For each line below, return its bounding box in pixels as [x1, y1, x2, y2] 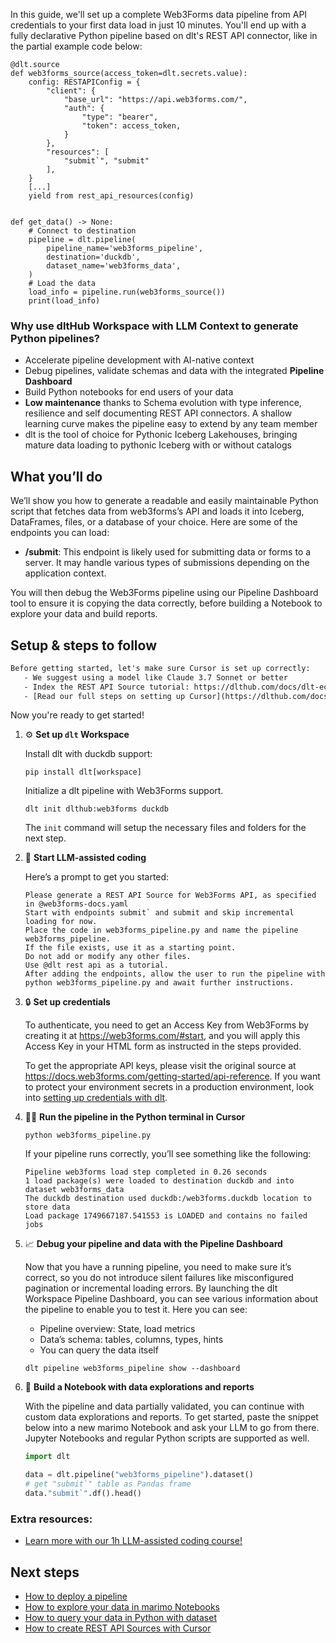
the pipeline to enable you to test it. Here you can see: [24, 1304, 248, 1316]
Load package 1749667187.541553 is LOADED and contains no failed [24, 1211, 308, 1221]
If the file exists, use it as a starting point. [24, 943, 237, 953]
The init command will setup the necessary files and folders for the [24, 822, 307, 834]
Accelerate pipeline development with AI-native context [24, 354, 255, 366]
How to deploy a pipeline [24, 1590, 128, 1603]
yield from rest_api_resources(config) [28, 191, 195, 201]
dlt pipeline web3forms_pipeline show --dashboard [24, 1364, 241, 1374]
